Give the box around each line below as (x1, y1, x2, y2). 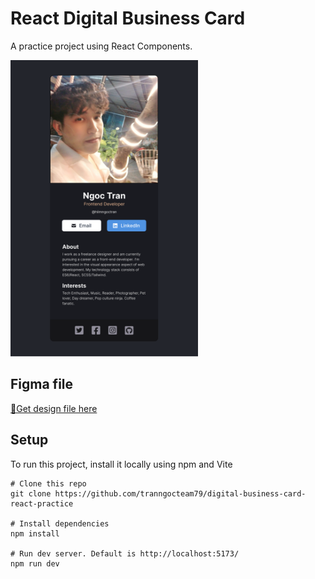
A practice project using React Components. (10, 40, 193, 52)
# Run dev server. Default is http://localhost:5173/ (10, 548, 240, 559)
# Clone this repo (10, 478, 87, 489)
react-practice (10, 498, 74, 509)
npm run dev (10, 558, 60, 569)
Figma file (10, 376, 74, 393)
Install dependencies (19, 518, 110, 529)
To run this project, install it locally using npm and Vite (10, 458, 233, 470)
